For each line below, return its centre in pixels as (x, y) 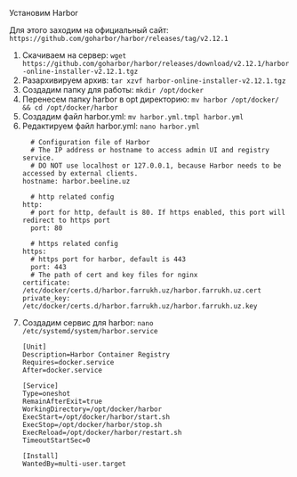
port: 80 (47, 228)
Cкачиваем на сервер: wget (74, 55)
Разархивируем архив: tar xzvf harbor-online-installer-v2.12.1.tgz (154, 80)
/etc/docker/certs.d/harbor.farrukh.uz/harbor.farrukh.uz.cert (142, 291)
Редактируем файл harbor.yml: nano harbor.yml (111, 126)
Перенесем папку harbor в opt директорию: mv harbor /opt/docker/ (151, 99)
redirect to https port (66, 220)
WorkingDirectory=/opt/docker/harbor (92, 409)
